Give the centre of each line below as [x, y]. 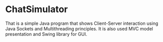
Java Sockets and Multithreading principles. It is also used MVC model [79, 28]
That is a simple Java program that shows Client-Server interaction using [82, 23]
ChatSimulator [36, 9]
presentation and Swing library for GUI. [46, 34]
